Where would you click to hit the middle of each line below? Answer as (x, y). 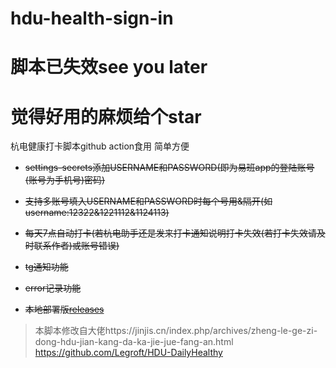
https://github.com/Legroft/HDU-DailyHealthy (128, 353)
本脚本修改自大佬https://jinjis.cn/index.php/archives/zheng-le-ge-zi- (176, 331)
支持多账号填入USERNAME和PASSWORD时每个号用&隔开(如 (148, 201)
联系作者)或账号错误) (76, 246)
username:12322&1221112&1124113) (97, 213)
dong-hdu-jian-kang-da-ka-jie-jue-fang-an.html (134, 342)
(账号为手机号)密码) (65, 180)
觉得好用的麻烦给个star (106, 116)
